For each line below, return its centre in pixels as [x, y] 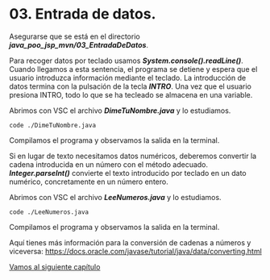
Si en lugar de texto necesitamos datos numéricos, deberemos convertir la [133, 156]
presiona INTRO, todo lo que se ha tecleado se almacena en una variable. [131, 94]
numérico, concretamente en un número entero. [89, 182]
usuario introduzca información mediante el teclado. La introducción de [128, 77]
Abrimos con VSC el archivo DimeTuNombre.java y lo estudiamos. [120, 111]
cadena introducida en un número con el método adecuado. [109, 164]
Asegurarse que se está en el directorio [75, 36]
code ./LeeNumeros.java [49, 212]
